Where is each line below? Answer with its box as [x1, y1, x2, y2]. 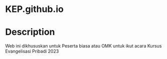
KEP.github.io [5, 3, 64, 15]
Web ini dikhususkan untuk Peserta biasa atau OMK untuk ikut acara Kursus [5, 43, 162, 49]
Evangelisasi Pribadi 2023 [5, 48, 59, 54]
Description [5, 26, 55, 38]
